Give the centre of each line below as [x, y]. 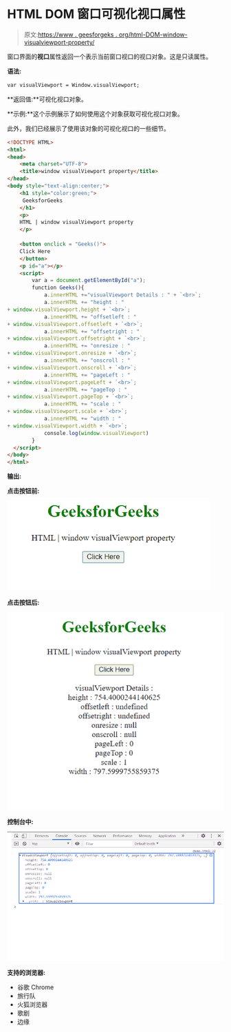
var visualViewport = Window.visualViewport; [73, 85]
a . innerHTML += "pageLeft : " [87, 375]
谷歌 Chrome [35, 987]
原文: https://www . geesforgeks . [70, 34]
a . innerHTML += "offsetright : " [91, 332]
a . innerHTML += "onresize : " [87, 346]
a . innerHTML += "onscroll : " [87, 361]
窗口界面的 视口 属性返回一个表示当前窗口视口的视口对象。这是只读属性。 [109, 57]
